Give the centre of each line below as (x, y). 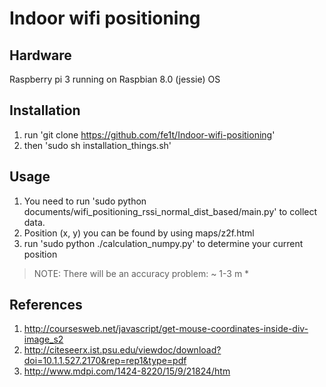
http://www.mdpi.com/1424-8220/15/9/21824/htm (127, 371)
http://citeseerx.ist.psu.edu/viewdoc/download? (122, 350)
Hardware (40, 55)
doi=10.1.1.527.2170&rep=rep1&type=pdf (105, 361)
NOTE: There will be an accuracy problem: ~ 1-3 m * (141, 273)
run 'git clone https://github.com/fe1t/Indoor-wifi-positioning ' (149, 134)
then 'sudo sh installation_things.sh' (97, 145)
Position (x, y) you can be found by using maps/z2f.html (139, 233)
